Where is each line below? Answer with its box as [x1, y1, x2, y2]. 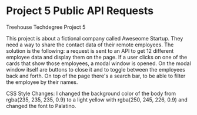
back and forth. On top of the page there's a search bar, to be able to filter [6, 72, 186, 79]
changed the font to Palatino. [6, 102, 76, 109]
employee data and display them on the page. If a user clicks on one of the [6, 53, 188, 60]
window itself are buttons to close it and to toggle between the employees [6, 66, 185, 73]
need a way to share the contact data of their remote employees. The [6, 41, 174, 48]
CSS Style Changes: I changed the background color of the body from [6, 90, 176, 97]
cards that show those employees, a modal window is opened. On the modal [6, 60, 191, 67]
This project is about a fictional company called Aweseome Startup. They [6, 35, 183, 42]
